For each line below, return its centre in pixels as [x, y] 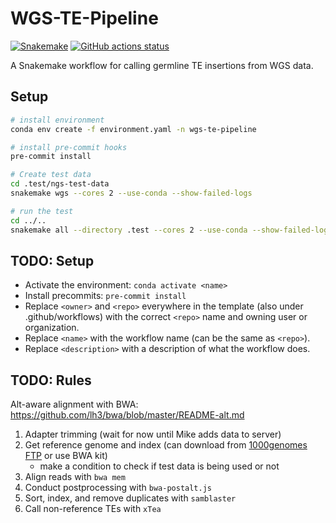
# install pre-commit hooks [69, 147]
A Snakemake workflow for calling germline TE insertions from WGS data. [162, 65]
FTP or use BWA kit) [66, 456]
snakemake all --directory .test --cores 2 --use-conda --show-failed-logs [171, 230]
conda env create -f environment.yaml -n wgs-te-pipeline [133, 129]
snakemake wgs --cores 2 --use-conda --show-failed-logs [131, 193]
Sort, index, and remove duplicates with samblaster [130, 498]
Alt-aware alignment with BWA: [74, 404]
